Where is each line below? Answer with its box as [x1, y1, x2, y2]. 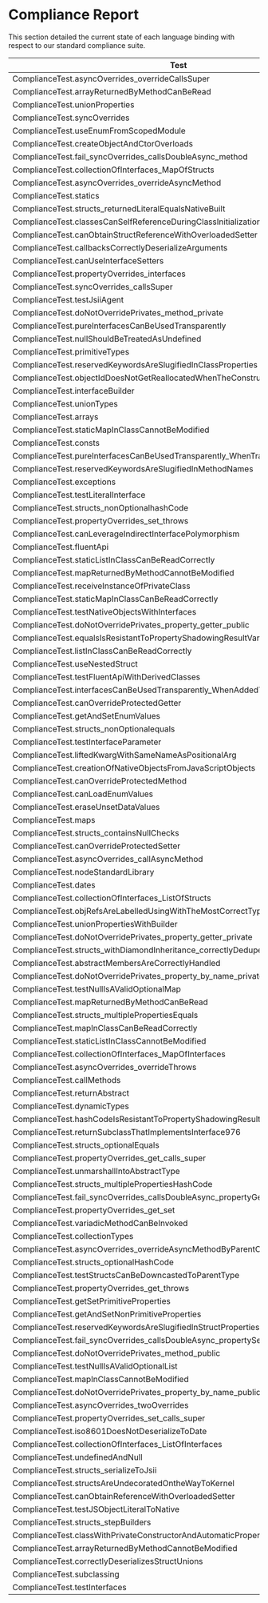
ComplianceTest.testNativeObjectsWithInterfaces [12, 606, 197, 617]
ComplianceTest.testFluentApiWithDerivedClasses [12, 671, 201, 682]
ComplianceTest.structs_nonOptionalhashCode [12, 502, 189, 513]
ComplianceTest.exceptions [12, 476, 116, 487]
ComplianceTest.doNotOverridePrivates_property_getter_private [12, 931, 253, 942]
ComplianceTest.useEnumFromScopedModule [12, 125, 186, 136]
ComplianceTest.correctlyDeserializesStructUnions [12, 1555, 203, 1566]
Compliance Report [8, 6, 140, 24]
